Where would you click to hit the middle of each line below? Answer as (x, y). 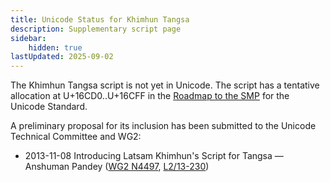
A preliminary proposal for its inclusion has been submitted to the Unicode (163, 126)
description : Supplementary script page (96, 29)
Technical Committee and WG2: (76, 137)
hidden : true (55, 47)
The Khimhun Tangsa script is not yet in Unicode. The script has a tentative (165, 85)
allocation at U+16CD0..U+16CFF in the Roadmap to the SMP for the (150, 96)
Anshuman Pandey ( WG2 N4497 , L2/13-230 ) (117, 167)
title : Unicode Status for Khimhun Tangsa (100, 19)
